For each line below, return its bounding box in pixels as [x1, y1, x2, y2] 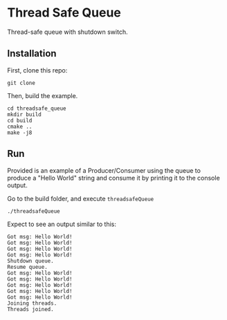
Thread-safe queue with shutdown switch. [7, 28, 128, 36]
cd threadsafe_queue [7, 105, 67, 112]
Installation [7, 48, 57, 59]
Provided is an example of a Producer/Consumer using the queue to [7, 166, 201, 174]
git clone [7, 79, 36, 86]
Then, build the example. [7, 91, 78, 100]
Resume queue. [7, 263, 48, 270]
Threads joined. [7, 305, 54, 312]
